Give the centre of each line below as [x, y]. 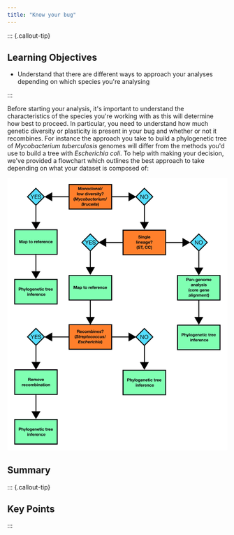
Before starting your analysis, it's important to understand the [96, 109]
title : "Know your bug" [42, 15]
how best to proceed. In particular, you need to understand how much [108, 124]
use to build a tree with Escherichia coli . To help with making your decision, [116, 153]
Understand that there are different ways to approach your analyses [115, 74]
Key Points [31, 509]
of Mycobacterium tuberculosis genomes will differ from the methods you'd [116, 146]
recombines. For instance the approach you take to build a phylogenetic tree [117, 138]
